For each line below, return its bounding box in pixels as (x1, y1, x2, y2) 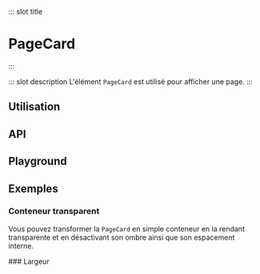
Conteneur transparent (8, 206, 100, 217)
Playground (8, 155, 67, 168)
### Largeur (8, 256, 50, 266)
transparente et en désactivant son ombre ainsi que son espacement (8, 232, 235, 242)
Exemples (8, 182, 58, 195)
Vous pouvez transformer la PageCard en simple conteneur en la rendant (8, 224, 246, 233)
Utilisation (8, 100, 61, 114)
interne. (8, 240, 34, 251)
